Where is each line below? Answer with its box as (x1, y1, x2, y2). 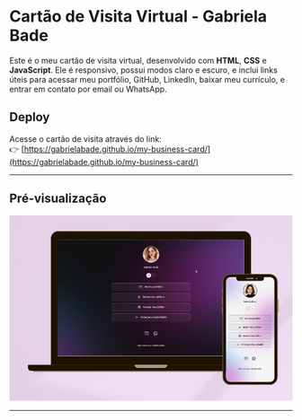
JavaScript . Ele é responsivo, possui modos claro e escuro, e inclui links (9, 65, 279, 75)
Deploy (9, 109, 50, 125)
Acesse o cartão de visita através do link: (9, 133, 162, 144)
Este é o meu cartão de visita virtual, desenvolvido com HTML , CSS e (9, 55, 267, 66)
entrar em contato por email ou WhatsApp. (9, 83, 168, 94)
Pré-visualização (9, 191, 107, 206)
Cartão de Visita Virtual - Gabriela (9, 6, 268, 27)
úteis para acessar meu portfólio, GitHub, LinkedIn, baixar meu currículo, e (9, 74, 286, 84)
